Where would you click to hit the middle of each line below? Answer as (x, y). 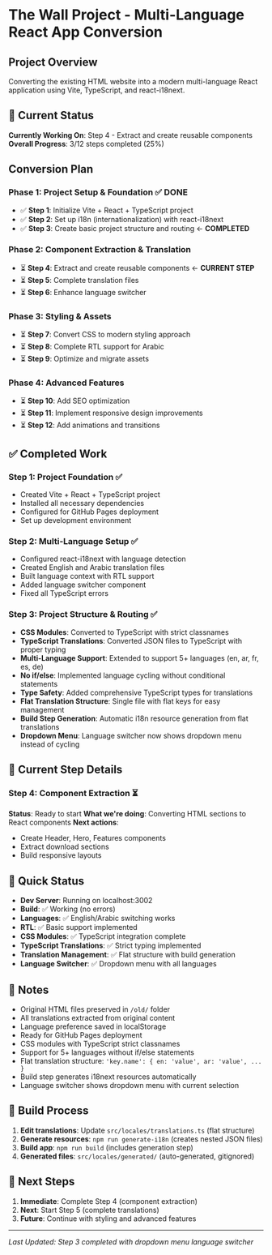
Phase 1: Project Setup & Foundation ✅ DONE (98, 192)
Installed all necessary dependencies (82, 503)
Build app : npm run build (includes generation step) (107, 1147)
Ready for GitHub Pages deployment (81, 1034)
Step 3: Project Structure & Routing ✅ (83, 615)
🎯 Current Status (51, 116)
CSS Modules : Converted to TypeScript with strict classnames (124, 632)
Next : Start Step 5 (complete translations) (89, 1210)
